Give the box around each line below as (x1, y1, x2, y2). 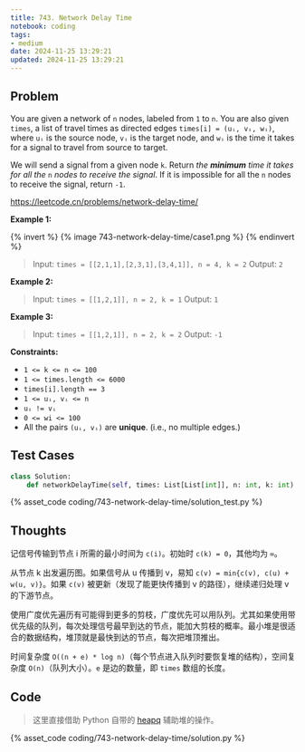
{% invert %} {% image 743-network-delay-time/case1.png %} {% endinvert (10, 231, 295, 242)
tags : (10, 30, 31, 39)
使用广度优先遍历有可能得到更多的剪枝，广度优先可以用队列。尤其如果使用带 (10, 609, 296, 621)
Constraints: (10, 346, 59, 357)
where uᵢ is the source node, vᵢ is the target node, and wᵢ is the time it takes (10, 132, 295, 143)
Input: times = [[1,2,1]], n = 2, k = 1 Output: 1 (32, 294, 219, 304)
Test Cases (10, 448, 75, 463)
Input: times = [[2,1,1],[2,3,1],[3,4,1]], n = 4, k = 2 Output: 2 (32, 258, 283, 269)
